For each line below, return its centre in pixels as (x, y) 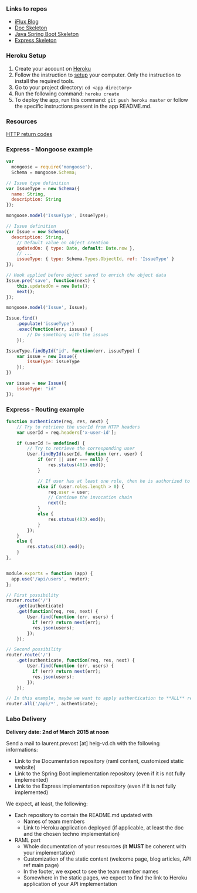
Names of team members (54, 821)
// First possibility (33, 595)
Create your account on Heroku (53, 68)
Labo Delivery (26, 719)
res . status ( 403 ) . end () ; (77, 519)
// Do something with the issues (68, 334)
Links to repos (27, 9)
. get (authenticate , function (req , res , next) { (76, 660)
